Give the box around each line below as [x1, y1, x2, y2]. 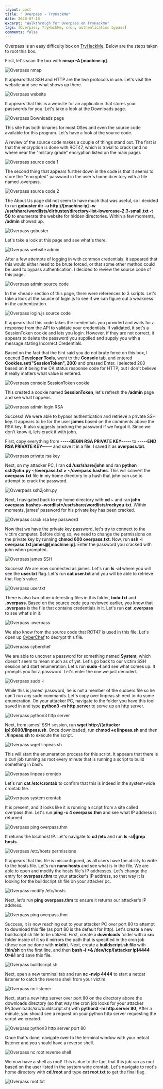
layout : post [5, 7, 32, 12]
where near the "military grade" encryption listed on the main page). [5, 149, 142, 155]
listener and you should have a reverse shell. [5, 1040, 95, 1046]
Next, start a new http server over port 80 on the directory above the [5, 995, 142, 1001]
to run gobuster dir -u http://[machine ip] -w [5, 203, 96, 208]
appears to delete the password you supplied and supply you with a [5, 335, 141, 341]
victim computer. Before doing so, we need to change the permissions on [5, 531, 152, 537]
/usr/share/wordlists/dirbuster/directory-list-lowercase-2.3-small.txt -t [5, 208, 153, 214]
